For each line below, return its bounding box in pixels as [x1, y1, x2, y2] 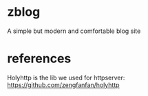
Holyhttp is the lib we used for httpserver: [7, 73, 125, 82]
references [7, 51, 72, 67]
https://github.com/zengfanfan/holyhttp [7, 80, 120, 89]
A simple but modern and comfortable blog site [7, 27, 141, 35]
